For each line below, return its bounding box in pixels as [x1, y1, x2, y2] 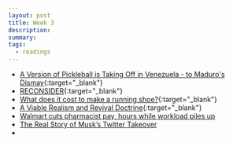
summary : [8, 33, 37, 42]
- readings [15, 48, 51, 56]
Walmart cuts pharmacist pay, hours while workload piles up [19, 112, 216, 120]
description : [8, 26, 51, 34]
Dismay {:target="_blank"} [19, 78, 104, 87]
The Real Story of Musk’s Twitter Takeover [19, 119, 157, 129]
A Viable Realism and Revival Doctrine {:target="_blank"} [19, 103, 202, 112]
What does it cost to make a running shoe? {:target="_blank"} [19, 95, 218, 104]
